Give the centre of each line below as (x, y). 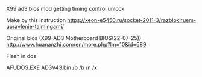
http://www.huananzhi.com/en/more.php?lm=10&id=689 (76, 44)
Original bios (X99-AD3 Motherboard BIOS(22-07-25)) (74, 38)
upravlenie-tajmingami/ (35, 27)
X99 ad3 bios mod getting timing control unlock (65, 9)
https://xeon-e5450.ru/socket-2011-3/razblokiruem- (132, 20)
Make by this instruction (36, 20)
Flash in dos (21, 56)
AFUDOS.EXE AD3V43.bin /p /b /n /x (52, 67)
